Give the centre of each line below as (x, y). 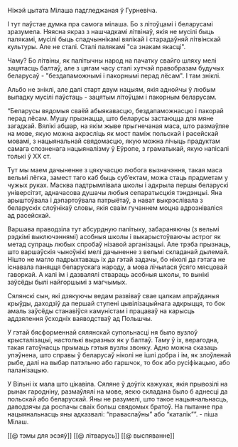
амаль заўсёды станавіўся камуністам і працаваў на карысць (101, 311)
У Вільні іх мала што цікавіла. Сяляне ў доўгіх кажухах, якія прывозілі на (118, 384)
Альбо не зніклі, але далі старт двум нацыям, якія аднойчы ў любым (112, 89)
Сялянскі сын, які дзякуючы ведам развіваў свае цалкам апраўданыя (113, 296)
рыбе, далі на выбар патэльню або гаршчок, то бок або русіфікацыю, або (119, 363)
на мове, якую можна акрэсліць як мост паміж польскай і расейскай (113, 133)
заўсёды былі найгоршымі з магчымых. (67, 282)
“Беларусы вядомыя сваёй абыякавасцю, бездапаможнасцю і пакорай (115, 111)
